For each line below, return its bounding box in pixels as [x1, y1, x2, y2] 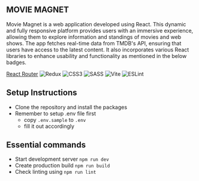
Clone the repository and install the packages [14, 103, 128, 111]
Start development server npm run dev [14, 155, 109, 163]
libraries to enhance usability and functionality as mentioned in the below [6, 52, 187, 59]
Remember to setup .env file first [14, 110, 97, 117]
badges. [6, 59, 27, 66]
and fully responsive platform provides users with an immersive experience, [6, 27, 194, 34]
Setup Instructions [6, 88, 77, 98]
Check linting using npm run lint [14, 168, 97, 176]
